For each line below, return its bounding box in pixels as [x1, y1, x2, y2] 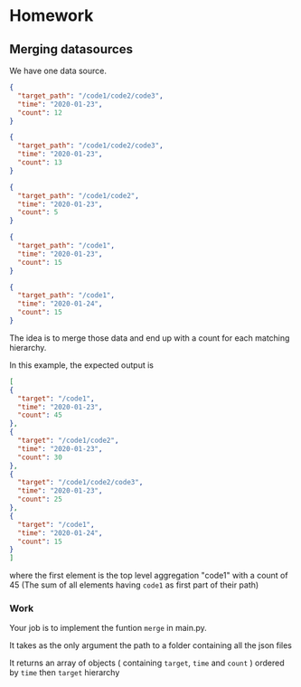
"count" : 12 [17, 108, 63, 118]
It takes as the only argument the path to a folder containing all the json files [9, 640, 292, 651]
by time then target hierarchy [9, 667, 120, 678]
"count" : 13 [17, 158, 63, 167]
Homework [9, 5, 94, 26]
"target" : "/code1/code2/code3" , [17, 478, 144, 487]
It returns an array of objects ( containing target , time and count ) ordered [9, 657, 285, 669]
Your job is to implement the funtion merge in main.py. [9, 623, 208, 634]
